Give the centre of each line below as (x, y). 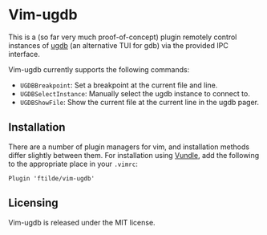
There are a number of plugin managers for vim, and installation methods (129, 147)
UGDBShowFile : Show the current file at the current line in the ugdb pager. (139, 102)
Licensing (33, 203)
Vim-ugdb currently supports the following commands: (99, 69)
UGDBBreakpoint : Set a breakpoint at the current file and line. (119, 85)
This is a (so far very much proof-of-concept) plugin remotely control (123, 37)
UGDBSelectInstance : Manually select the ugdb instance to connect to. (135, 93)
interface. (24, 54)
